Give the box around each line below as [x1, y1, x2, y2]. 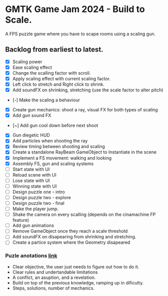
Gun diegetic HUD [12, 132, 50, 138]
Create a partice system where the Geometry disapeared [12, 239, 130, 245]
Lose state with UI [12, 177, 50, 184]
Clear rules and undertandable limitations [12, 269, 98, 275]
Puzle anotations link [5, 252, 58, 259]
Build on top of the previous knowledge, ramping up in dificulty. [12, 279, 144, 285]
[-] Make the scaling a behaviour [12, 97, 80, 103]
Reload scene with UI [12, 172, 57, 178]
